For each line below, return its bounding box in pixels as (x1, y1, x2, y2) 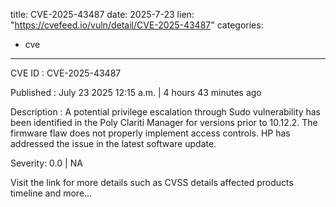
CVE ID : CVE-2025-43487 (10, 67, 122, 79)
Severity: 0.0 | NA (10, 157, 83, 169)
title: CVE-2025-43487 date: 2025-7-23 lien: (10, 9, 195, 20)
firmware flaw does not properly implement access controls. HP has (10, 127, 291, 139)
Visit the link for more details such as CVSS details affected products (10, 177, 294, 188)
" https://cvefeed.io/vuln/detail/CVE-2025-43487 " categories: (10, 19, 264, 31)
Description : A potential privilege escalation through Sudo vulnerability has (10, 106, 321, 118)
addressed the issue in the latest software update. (10, 138, 217, 149)
